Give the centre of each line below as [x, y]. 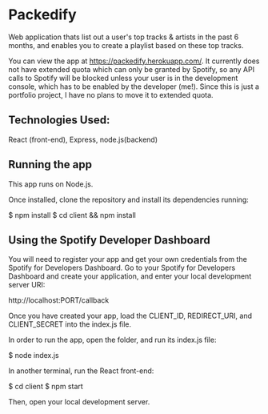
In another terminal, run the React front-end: [81, 371]
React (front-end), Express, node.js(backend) [83, 139]
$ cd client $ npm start [46, 387]
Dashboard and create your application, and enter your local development [130, 276]
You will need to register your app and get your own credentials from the [128, 259]
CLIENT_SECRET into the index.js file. [70, 324]
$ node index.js [34, 356]
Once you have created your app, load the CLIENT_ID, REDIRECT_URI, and [130, 316]
